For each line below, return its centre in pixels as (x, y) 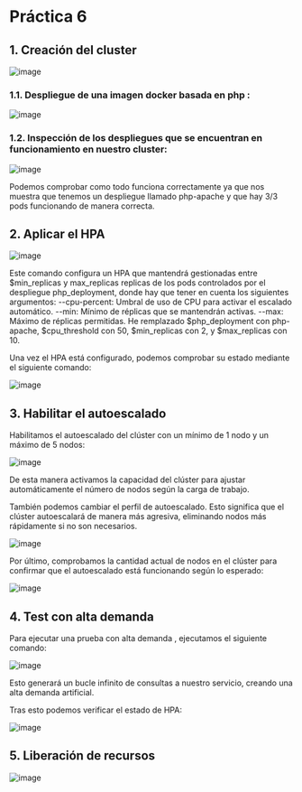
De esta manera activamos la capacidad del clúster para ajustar (128, 480)
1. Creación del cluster (73, 50)
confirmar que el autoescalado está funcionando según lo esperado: (137, 571)
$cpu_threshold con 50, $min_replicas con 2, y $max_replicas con (164, 331)
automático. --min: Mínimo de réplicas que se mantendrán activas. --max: (146, 312)
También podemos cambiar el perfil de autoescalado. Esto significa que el (147, 507)
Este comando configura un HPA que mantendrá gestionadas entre (134, 274)
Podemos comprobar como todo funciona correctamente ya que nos (137, 186)
